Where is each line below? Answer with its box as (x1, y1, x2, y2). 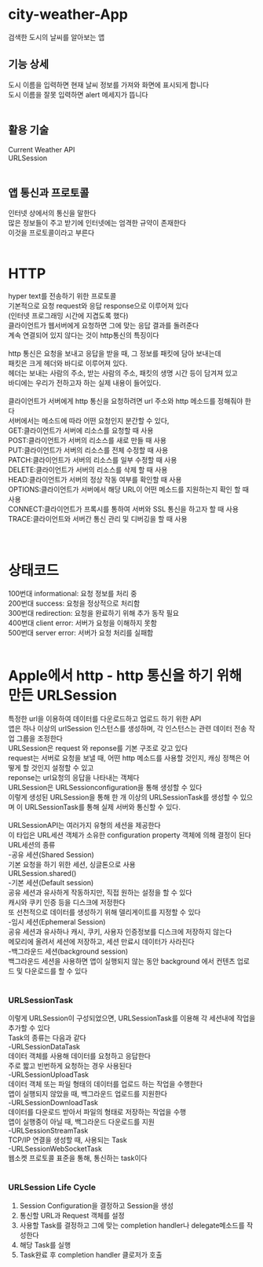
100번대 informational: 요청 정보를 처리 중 (8, 589, 137, 599)
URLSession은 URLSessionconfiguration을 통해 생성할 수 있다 (8, 783, 203, 793)
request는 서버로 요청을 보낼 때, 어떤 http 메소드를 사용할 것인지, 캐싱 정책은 (8, 753, 242, 763)
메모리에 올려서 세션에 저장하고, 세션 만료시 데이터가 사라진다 (8, 937, 195, 947)
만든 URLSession (8, 687, 118, 705)
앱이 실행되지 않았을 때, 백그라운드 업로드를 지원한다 (8, 1089, 167, 1099)
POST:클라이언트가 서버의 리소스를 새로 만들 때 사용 (8, 436, 167, 445)
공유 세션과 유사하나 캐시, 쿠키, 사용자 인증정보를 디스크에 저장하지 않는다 (8, 927, 232, 936)
